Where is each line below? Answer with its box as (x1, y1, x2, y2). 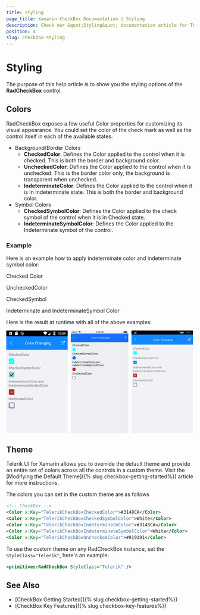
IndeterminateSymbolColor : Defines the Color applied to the (23, 220, 174, 227)
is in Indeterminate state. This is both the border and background (23, 188, 183, 196)
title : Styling (6, 10, 44, 15)
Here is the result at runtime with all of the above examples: (6, 319, 152, 326)
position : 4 (6, 29, 36, 34)
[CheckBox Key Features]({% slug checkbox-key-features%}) (14, 603, 167, 610)
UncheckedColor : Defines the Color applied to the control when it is (23, 163, 192, 170)
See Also (6, 580, 40, 590)
